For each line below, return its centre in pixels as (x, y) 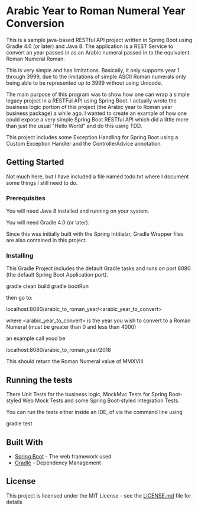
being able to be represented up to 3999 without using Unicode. (84, 83)
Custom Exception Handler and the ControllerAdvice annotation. (84, 143)
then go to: (20, 298)
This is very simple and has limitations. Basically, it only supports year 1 (93, 70)
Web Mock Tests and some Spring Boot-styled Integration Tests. (101, 400)
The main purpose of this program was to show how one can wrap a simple (98, 94)
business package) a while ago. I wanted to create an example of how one (97, 113)
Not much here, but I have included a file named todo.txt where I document (98, 177)
